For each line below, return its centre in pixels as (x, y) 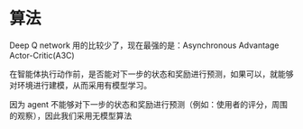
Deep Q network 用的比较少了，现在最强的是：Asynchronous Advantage (144, 45)
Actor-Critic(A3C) (42, 55)
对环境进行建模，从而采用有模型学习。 (80, 85)
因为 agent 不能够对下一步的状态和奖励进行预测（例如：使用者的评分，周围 (149, 104)
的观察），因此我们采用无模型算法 (71, 115)
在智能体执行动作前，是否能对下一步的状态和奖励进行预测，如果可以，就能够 (151, 74)
